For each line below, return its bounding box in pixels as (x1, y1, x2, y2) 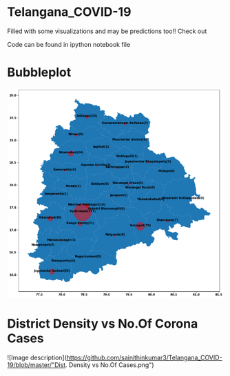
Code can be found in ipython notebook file (7, 40, 131, 48)
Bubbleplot (7, 65, 72, 80)
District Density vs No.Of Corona (7, 316, 198, 332)
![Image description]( (7, 353, 67, 362)
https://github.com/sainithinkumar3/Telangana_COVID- (66, 353, 222, 362)
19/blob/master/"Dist (7, 360, 66, 369)
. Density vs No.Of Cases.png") (65, 360, 154, 369)
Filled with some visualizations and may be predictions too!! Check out (7, 27, 207, 35)
